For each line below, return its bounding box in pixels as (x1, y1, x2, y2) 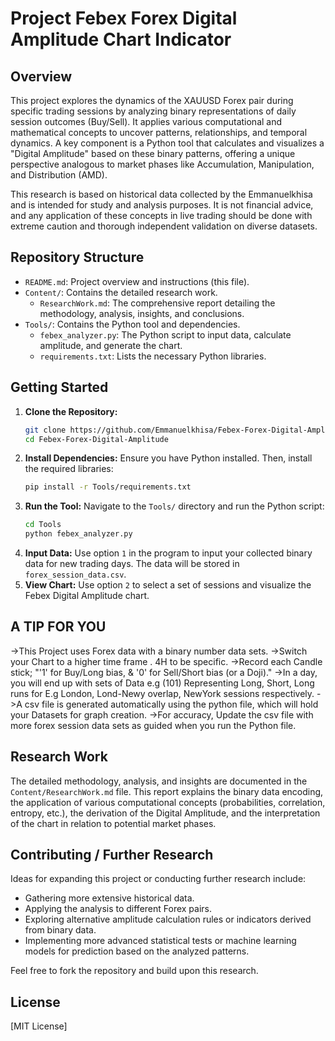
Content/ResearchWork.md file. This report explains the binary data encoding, (10, 785, 324, 797)
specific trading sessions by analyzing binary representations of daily (10, 105, 297, 117)
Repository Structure (10, 249, 145, 266)
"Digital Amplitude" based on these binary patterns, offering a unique (10, 148, 296, 159)
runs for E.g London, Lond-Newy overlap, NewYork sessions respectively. (10, 687, 315, 699)
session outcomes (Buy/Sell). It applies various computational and (10, 116, 283, 127)
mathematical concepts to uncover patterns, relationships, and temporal (10, 127, 308, 138)
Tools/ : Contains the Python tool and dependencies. (24, 318, 241, 330)
